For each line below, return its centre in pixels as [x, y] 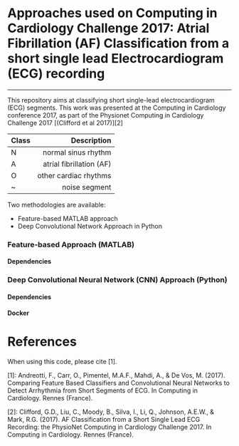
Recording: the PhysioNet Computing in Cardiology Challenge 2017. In [110, 427]
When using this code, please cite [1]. [62, 361]
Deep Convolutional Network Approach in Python [90, 226]
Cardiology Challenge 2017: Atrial [108, 28]
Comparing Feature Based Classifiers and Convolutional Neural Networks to [118, 383]
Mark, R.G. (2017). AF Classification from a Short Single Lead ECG [104, 419]
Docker [18, 313]
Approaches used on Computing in [112, 13]
